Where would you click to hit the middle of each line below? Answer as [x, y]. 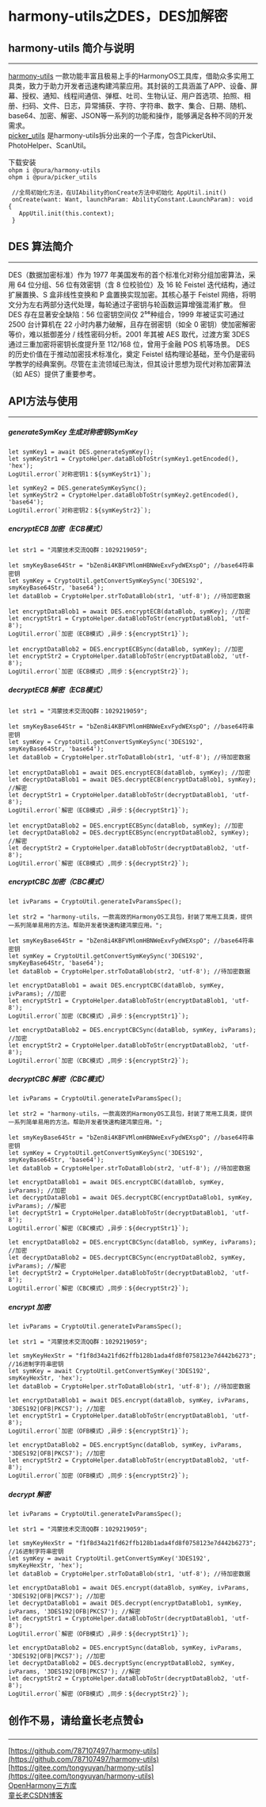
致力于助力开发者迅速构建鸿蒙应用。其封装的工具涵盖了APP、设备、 [140, 86]
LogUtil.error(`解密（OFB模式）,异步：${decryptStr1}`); [99, 1634]
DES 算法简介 [41, 247]
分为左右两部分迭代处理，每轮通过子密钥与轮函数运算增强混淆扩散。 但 [130, 304]
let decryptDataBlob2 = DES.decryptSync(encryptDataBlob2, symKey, [122, 1663]
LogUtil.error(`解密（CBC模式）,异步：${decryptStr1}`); [99, 1229]
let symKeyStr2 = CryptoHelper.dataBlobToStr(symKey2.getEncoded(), [123, 495]
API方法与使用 [43, 401]
